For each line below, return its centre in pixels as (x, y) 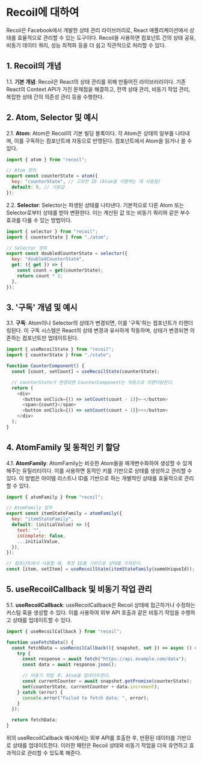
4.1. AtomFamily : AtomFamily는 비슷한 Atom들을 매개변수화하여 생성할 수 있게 (99, 463)
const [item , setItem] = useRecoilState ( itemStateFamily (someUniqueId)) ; (101, 569)
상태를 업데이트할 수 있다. (42, 620)
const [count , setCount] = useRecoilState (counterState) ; (86, 371)
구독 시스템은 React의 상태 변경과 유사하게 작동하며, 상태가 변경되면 (109, 330)
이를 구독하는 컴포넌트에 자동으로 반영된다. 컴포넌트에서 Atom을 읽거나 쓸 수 (103, 141)
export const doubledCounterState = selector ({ (67, 253)
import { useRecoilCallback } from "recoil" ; (64, 631)
